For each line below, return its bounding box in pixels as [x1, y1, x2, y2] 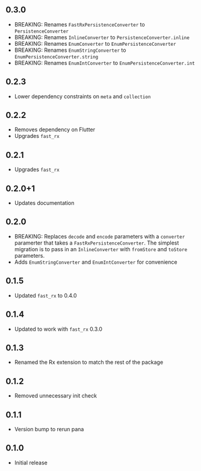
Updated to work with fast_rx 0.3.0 [14, 325, 103, 332]
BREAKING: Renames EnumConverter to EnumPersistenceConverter [14, 40, 176, 47]
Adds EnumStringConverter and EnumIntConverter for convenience [14, 258, 178, 266]
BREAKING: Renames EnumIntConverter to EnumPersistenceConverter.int [14, 59, 195, 66]
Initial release [14, 459, 48, 466]
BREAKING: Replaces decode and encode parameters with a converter [14, 232, 185, 240]
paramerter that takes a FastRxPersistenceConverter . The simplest [14, 239, 179, 246]
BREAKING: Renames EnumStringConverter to [14, 46, 126, 54]
